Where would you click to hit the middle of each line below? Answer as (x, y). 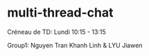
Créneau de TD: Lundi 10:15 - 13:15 (56, 32)
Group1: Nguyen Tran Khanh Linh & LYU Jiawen (75, 45)
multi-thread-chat (60, 13)
